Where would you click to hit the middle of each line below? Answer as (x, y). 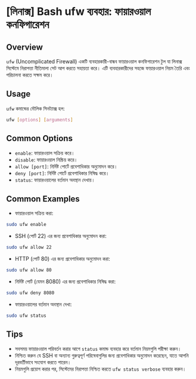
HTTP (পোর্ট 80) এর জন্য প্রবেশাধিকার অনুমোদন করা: (62, 259)
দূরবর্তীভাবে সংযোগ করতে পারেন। (43, 362)
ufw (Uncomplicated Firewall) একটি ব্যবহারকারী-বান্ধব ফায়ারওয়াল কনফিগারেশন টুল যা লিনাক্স (94, 61)
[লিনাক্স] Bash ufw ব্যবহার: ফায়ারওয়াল (79, 12)
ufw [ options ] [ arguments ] (40, 120)
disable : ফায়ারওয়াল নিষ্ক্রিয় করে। (46, 160)
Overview (25, 47)
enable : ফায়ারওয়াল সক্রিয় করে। (45, 153)
